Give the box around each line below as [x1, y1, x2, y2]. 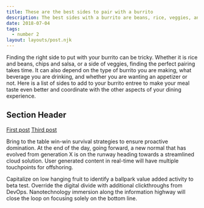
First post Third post [6, 126, 57, 133]
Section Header [6, 110, 67, 120]
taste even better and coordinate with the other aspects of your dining [6, 86, 182, 93]
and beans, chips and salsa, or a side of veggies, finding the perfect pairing [6, 60, 195, 67]
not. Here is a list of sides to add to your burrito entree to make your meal [6, 79, 190, 87]
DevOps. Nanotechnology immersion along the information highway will [6, 188, 186, 195]
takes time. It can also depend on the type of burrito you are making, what [6, 67, 192, 73]
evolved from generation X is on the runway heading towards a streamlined [6, 150, 194, 158]
